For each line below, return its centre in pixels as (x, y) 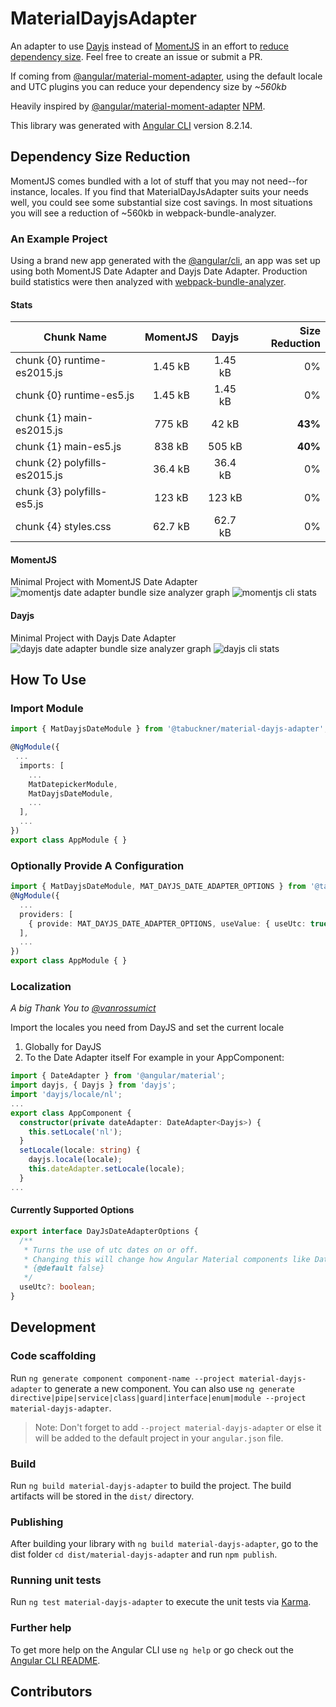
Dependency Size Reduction (100, 157)
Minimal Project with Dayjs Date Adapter (93, 638)
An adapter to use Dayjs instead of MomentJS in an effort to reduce (150, 46)
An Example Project (59, 239)
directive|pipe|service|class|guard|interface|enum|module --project (158, 1398)
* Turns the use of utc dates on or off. (111, 1250)
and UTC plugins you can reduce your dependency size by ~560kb (148, 86)
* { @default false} (64, 1268)
